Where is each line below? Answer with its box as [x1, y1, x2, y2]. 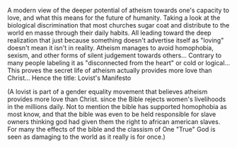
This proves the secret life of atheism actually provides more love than [7, 67, 212, 74]
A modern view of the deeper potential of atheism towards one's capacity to [7, 6, 230, 14]
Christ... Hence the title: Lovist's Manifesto [7, 74, 132, 82]
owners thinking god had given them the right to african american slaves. [7, 118, 221, 126]
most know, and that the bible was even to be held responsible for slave [7, 110, 216, 118]
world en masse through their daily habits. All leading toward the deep [7, 28, 212, 37]
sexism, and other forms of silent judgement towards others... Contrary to [7, 51, 221, 59]
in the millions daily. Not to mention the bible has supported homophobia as [7, 103, 228, 110]
